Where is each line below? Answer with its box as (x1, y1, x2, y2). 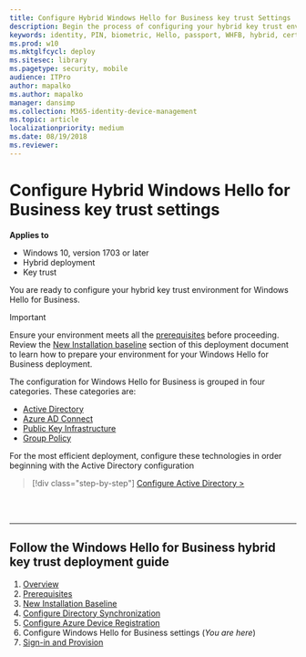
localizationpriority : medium (9, 124, 125, 133)
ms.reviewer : (9, 141, 59, 150)
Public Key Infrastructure (22, 422, 117, 433)
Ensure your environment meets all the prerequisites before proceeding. (9, 329, 280, 340)
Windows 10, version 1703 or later (22, 247, 149, 258)
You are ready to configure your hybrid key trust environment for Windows (9, 284, 289, 295)
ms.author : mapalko (9, 89, 84, 99)
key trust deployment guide (9, 554, 170, 570)
